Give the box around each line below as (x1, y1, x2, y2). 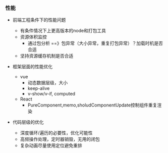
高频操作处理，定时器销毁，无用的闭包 (20, 136, 100, 142)
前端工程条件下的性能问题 (12, 17, 66, 23)
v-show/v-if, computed (27, 91, 76, 97)
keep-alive (27, 85, 50, 91)
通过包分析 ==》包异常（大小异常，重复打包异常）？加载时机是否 (27, 40, 163, 46)
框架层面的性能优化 (12, 64, 53, 70)
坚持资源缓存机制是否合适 (20, 53, 74, 59)
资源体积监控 (20, 34, 47, 40)
